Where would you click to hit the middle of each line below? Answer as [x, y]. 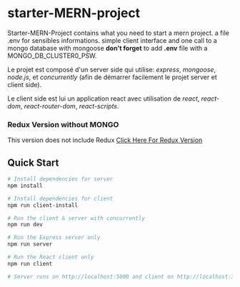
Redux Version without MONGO [63, 124]
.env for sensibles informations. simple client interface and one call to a [112, 40]
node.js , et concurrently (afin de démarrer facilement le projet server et [112, 77]
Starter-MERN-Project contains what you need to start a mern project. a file [119, 33]
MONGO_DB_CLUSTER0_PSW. [52, 56]
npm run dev [25, 225]
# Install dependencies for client [60, 198]
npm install [25, 186]
